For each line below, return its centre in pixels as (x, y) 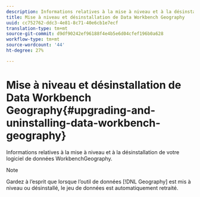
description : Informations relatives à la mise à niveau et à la (89, 12)
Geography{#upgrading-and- (81, 110)
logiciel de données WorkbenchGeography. (60, 158)
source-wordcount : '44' (36, 45)
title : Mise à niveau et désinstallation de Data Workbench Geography (96, 17)
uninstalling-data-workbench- (83, 123)
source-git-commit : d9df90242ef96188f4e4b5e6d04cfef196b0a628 (85, 34)
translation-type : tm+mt (37, 28)
